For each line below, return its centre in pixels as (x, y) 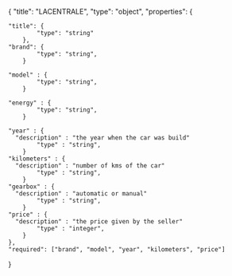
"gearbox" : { (32, 187)
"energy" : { (30, 103)
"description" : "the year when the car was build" (103, 138)
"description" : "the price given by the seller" (99, 222)
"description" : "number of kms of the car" (90, 166)
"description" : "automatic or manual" (81, 194)
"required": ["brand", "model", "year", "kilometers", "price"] (117, 250)
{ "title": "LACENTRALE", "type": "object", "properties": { (101, 12)
